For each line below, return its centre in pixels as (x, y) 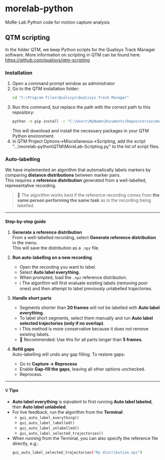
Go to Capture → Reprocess (48, 364)
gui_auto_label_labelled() (47, 423)
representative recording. (31, 185)
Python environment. (33, 136)
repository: (23, 112)
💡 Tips (12, 390)
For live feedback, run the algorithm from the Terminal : (68, 412)
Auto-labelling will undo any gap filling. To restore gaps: (69, 354)
